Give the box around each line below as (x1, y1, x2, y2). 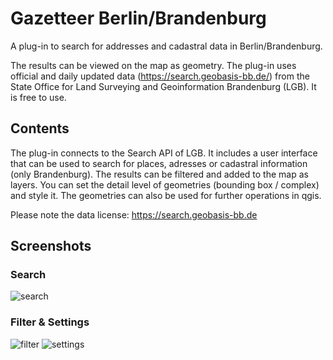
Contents (10, 120, 70, 137)
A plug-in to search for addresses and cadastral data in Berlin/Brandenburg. (10, 40, 323, 52)
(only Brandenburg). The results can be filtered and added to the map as (10, 168, 309, 180)
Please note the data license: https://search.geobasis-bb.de (10, 208, 258, 221)
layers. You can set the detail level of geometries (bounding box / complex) (10, 178, 320, 191)
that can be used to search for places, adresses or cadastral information (10, 157, 308, 169)
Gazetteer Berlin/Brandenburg (10, 7, 267, 30)
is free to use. (10, 91, 67, 103)
